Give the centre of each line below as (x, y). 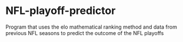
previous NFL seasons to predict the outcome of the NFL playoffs (85, 33)
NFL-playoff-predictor (61, 11)
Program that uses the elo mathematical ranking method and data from (91, 27)
